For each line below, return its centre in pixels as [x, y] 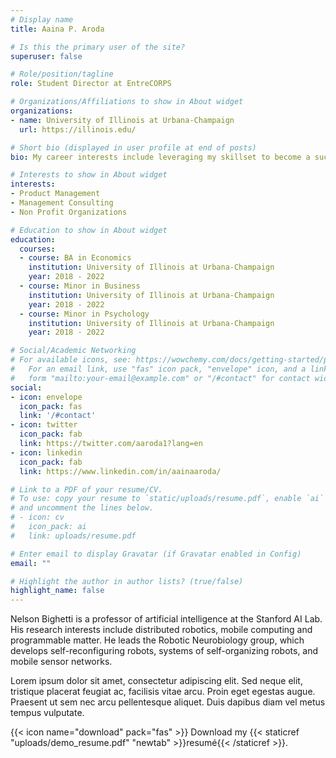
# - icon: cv [37, 517]
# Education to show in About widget [89, 230]
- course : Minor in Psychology [84, 314]
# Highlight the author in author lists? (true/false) [127, 581]
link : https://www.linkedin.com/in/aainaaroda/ [120, 471]
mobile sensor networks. [61, 662]
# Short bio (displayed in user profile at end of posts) [133, 147]
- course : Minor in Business [80, 286]
